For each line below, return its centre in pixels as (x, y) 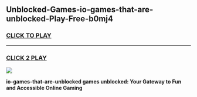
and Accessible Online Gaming (44, 88)
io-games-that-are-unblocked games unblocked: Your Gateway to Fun (94, 81)
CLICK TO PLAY (29, 36)
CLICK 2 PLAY (26, 58)
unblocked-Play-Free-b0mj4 (60, 19)
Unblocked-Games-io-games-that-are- (80, 10)
